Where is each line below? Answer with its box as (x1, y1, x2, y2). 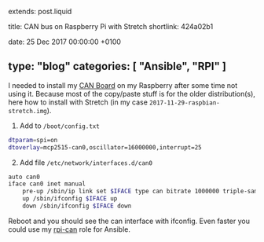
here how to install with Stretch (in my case (8, 97, 148, 107)
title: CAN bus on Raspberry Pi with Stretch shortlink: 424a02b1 (8, 22, 214, 31)
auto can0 (8, 173, 41, 181)
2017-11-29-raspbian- (148, 98, 220, 107)
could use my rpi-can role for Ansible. (8, 224, 131, 234)
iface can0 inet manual (8, 180, 86, 188)
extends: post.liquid (8, 7, 72, 16)
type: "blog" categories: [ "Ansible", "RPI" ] (8, 60, 226, 73)
